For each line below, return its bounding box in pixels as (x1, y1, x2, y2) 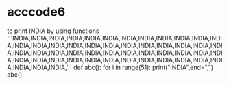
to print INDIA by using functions (7, 27, 99, 35)
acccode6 (7, 4, 66, 20)
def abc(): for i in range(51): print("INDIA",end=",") (73, 63, 214, 71)
